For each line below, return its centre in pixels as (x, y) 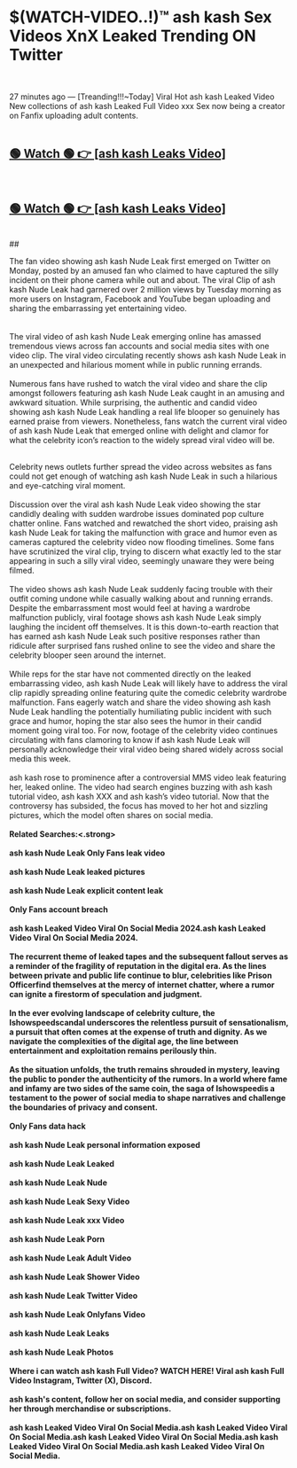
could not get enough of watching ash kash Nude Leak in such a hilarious (143, 476)
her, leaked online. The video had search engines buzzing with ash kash (141, 786)
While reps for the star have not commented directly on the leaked (130, 674)
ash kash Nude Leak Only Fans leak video (87, 853)
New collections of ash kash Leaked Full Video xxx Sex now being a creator (147, 105)
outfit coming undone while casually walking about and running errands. (141, 598)
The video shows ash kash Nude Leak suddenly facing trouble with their (141, 589)
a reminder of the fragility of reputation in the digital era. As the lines (138, 965)
